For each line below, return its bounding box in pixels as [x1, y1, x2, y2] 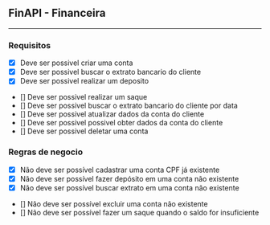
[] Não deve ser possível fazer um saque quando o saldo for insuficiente [19, 207, 260, 217]
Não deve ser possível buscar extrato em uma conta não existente [19, 182, 239, 192]
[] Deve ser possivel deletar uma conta [19, 126, 149, 136]
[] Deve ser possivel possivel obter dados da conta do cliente [19, 118, 223, 128]
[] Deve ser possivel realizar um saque [19, 92, 148, 102]
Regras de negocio [8, 146, 83, 157]
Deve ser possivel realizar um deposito [19, 76, 149, 86]
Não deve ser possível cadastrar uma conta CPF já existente [19, 165, 220, 174]
